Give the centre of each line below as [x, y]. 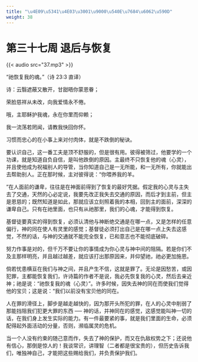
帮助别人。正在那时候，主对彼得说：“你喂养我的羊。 [74, 174]
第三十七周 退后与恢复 [59, 48]
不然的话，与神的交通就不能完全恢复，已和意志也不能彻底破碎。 [94, 236]
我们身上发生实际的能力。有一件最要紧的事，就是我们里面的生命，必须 [107, 318]
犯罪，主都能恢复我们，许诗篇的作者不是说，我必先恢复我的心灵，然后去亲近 [99, 276]
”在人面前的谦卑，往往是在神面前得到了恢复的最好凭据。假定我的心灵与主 [95, 187]
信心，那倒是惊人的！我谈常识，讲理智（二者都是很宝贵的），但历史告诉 [98, 345]
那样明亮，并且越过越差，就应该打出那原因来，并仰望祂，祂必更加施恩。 [104, 256]
